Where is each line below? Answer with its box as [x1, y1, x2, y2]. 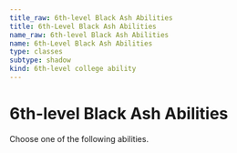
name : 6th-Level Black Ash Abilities [9, 38, 153, 48]
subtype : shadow [9, 56, 71, 65]
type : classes [9, 47, 64, 56]
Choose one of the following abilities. [9, 133, 149, 144]
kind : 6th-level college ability [9, 65, 137, 74]
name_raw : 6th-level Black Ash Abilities [9, 30, 170, 39]
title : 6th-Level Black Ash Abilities [9, 22, 157, 31]
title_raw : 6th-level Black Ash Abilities [9, 13, 173, 23]
